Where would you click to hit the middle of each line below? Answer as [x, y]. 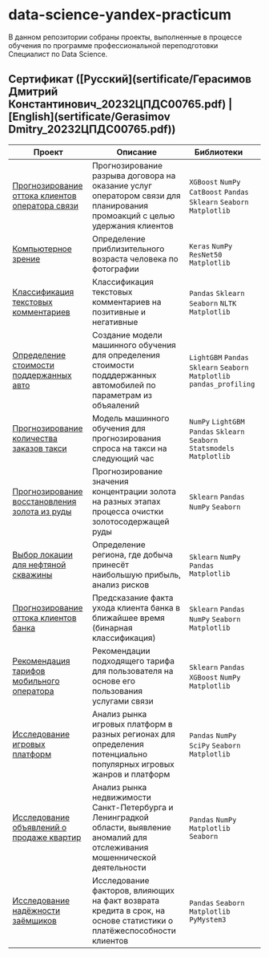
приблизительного [128, 249]
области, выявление [132, 827]
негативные [115, 322]
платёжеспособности [134, 931]
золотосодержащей [130, 521]
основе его [114, 681]
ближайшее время [128, 618]
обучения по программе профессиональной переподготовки [113, 45]
